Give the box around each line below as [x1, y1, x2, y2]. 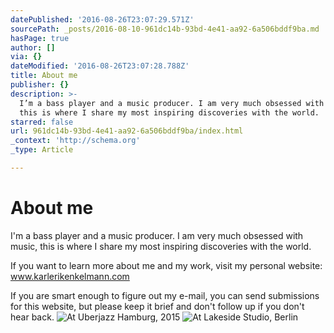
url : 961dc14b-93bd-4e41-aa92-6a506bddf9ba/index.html [10, 126, 244, 136]
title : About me [10, 71, 78, 81]
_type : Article [10, 145, 74, 155]
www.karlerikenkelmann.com [10, 270, 130, 282]
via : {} [10, 52, 43, 62]
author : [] [10, 42, 56, 53]
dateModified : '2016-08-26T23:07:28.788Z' [10, 61, 190, 71]
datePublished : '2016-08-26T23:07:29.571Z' [10, 14, 195, 25]
